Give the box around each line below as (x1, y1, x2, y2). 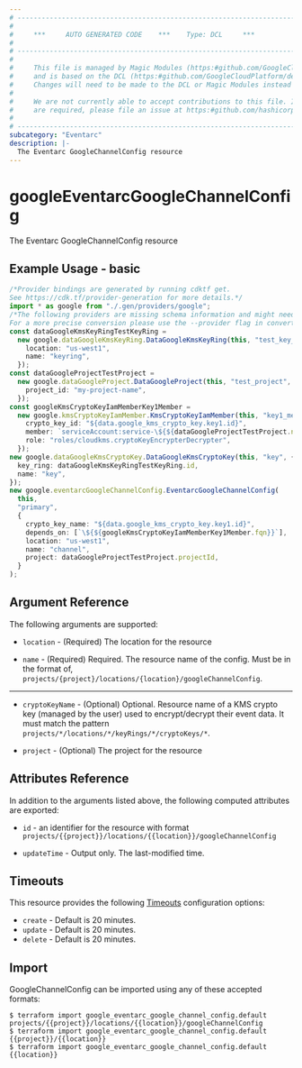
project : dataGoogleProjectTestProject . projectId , (25, 553, 219, 562)
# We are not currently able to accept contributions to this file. (9, 96, 288, 106)
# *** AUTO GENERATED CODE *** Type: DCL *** (9, 30, 255, 39)
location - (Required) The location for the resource (22, 636, 213, 647)
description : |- (9, 139, 70, 148)
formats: (9, 993, 40, 1005)
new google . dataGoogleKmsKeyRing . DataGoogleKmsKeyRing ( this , (17, 335, 252, 344)
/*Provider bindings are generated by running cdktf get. (9, 285, 231, 294)
